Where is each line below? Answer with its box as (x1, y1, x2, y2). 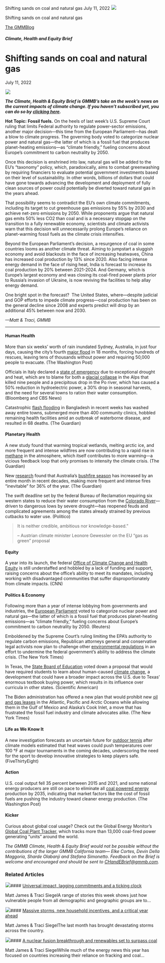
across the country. (5, 928, 45, 934)
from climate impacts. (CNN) (5, 581, 63, 587)
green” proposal (17, 538, 50, 544)
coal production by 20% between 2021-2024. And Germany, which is (5, 267, 145, 273)
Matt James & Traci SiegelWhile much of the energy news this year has (5, 947, 149, 953)
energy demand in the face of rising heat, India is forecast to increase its (5, 261, 152, 267)
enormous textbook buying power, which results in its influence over (5, 679, 144, 685)
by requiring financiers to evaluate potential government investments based (5, 169, 158, 175)
